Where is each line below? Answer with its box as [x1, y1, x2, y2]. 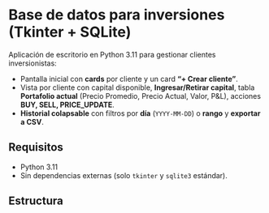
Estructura [8, 194, 63, 208]
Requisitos [8, 140, 63, 155]
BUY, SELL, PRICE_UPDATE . [20, 100, 115, 109]
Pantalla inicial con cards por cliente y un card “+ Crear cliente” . [20, 74, 238, 83]
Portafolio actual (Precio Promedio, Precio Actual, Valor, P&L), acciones [20, 91, 262, 100]
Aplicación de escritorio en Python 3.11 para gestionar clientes [8, 49, 217, 59]
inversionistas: [8, 58, 57, 68]
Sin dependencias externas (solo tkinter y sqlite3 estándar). [20, 170, 228, 180]
